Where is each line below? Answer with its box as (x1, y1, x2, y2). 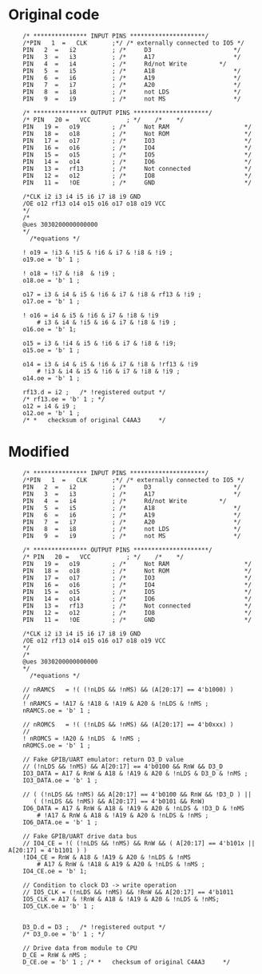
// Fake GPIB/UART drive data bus (22, 832, 137, 840)
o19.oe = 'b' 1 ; (22, 255, 81, 263)
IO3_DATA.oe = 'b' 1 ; (22, 776, 98, 784)
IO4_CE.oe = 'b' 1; (22, 867, 88, 875)
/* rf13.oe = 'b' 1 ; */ (22, 395, 105, 403)
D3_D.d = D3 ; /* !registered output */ (22, 923, 166, 931)
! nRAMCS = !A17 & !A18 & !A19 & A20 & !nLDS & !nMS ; (22, 699, 209, 707)
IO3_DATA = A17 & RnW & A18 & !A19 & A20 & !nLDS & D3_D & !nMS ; (22, 769, 248, 778)
